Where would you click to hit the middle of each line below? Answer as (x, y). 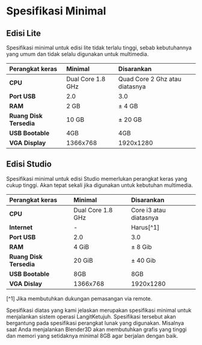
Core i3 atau (149, 210)
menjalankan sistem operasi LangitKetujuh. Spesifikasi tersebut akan (91, 316)
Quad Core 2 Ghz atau (150, 79)
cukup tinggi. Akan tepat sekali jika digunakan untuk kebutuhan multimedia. (100, 185)
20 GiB (83, 260)
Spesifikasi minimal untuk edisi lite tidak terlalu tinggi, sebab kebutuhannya (99, 47)
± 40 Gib (144, 260)
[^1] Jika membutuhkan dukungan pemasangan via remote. (79, 298)
